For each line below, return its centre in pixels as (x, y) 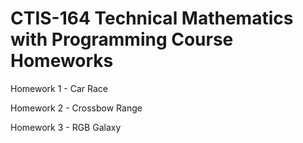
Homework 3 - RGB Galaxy (66, 127)
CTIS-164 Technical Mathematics (152, 18)
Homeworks (62, 61)
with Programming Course (122, 39)
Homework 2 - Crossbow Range (76, 108)
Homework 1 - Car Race (59, 88)
